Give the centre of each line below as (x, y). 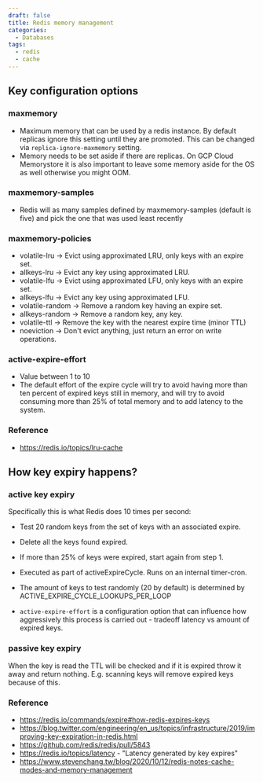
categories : (27, 30)
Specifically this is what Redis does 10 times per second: (100, 512)
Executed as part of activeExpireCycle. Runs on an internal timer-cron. (133, 573)
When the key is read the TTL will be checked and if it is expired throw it (125, 666)
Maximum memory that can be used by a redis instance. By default (128, 130)
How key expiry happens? (73, 472)
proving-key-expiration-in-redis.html (79, 736)
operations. (38, 340)
